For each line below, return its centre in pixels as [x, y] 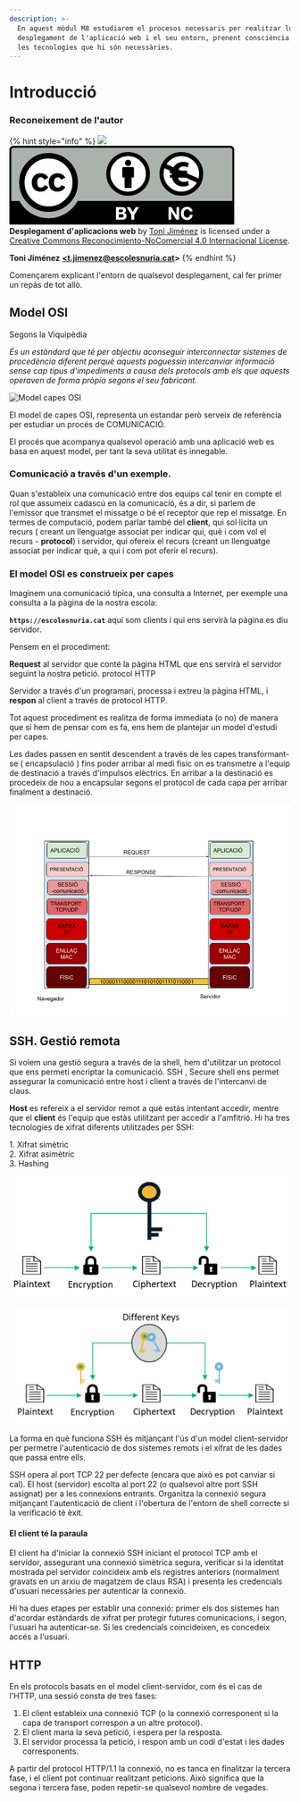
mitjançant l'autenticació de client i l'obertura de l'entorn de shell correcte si [150, 1503]
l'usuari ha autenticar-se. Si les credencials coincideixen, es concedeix [140, 1628]
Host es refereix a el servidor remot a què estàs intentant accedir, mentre [144, 1107]
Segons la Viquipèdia [48, 334]
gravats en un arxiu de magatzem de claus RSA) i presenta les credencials [146, 1581]
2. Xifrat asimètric [42, 1154]
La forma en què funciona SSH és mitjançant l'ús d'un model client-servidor [149, 1438]
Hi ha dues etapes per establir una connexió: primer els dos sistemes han [144, 1608]
